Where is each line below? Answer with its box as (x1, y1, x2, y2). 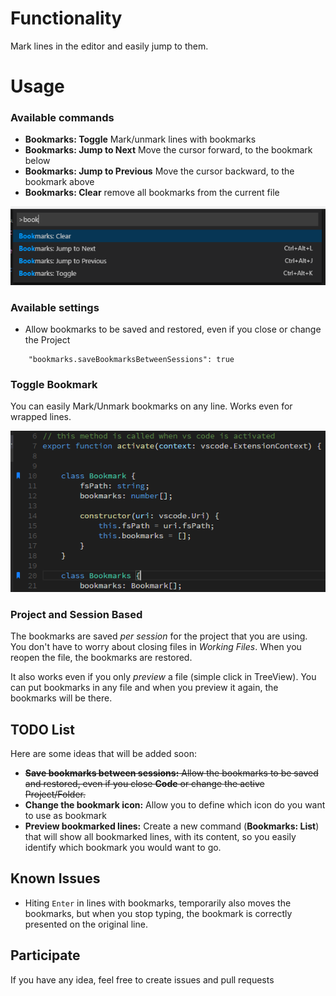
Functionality (10, 7, 123, 30)
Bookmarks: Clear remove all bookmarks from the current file (24, 187, 280, 199)
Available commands (10, 111, 115, 125)
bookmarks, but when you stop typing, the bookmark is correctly (24, 907, 293, 919)
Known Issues (10, 870, 101, 887)
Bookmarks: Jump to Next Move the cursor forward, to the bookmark (24, 144, 313, 156)
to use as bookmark (24, 810, 107, 822)
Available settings (10, 300, 100, 314)
